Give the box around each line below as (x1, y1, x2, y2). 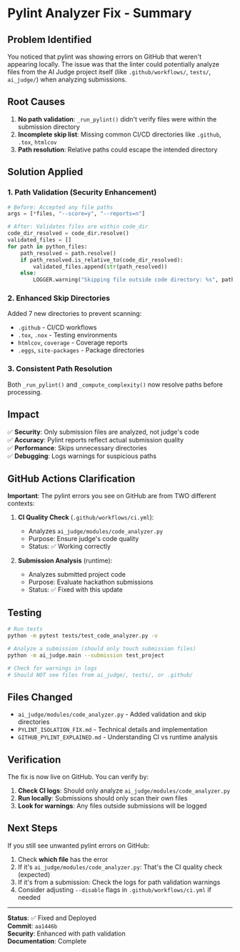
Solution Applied (7, 166, 84, 178)
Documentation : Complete (7, 936, 87, 945)
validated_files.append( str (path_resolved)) (33, 263, 168, 270)
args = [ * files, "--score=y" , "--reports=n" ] (7, 210, 145, 217)
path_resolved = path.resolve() (20, 249, 116, 257)
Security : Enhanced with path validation (7, 929, 126, 938)
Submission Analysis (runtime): (17, 556, 113, 565)
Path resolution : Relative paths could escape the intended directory (17, 145, 218, 154)
